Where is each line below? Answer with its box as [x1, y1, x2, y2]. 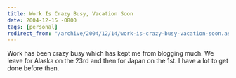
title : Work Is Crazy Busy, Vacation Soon [7, 10, 133, 18]
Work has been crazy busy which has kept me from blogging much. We [7, 49, 214, 58]
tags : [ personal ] [7, 23, 58, 30]
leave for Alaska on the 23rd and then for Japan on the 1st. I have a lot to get [7, 57, 229, 65]
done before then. [7, 64, 60, 72]
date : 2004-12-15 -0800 [7, 17, 77, 24]
